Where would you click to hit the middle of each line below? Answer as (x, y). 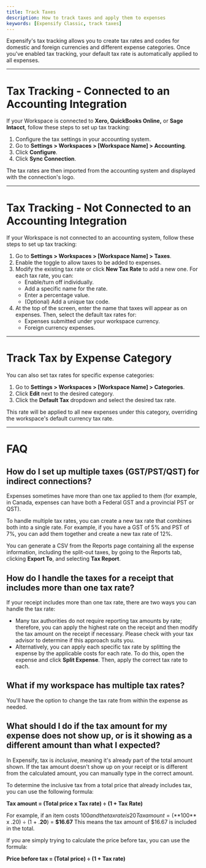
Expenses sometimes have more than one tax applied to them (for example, (102, 496)
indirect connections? (49, 481)
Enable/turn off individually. (59, 282)
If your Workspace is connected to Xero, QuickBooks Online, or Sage (95, 121)
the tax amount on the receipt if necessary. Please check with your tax (104, 634)
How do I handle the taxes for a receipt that (90, 578)
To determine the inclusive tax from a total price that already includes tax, (99, 785)
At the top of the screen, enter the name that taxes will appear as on (101, 308)
